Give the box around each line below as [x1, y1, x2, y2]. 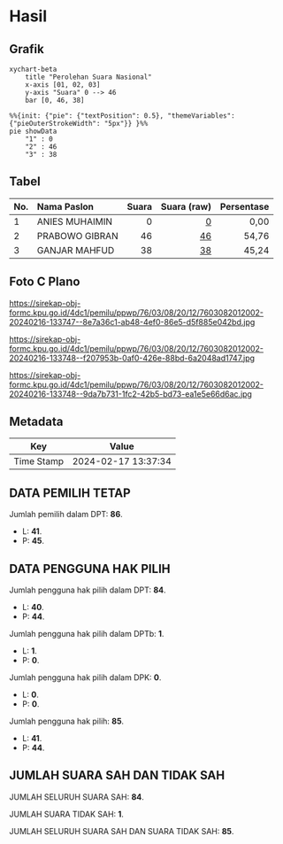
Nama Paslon [36, 200, 95, 213]
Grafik [9, 42, 44, 57]
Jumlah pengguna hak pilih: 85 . [9, 716, 125, 727]
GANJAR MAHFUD [36, 244, 115, 256]
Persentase [219, 200, 270, 213]
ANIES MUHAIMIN [36, 215, 113, 228]
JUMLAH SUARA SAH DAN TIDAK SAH [9, 768, 226, 783]
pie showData [9, 127, 57, 136]
